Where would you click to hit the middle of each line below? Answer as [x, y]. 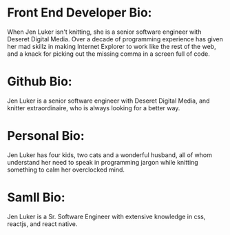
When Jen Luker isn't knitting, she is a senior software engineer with [104, 32]
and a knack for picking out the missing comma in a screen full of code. [108, 54]
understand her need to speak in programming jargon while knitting [103, 162]
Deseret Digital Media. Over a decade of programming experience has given [115, 39]
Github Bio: [40, 82]
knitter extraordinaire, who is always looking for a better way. [94, 108]
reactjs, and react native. [42, 224]
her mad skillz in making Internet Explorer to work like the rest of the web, [112, 46]
